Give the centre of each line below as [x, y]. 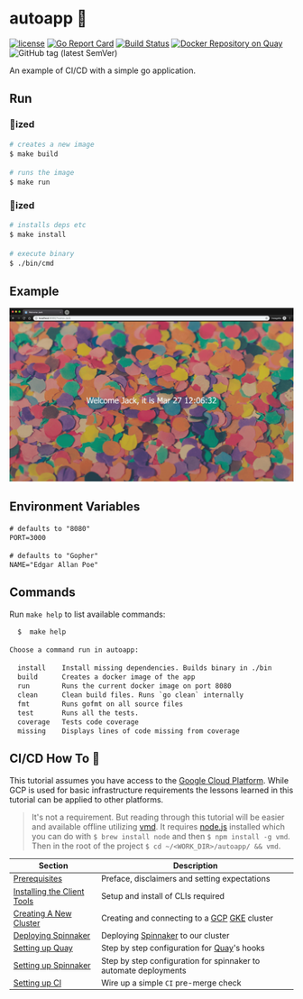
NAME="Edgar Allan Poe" [54, 564]
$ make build [34, 154]
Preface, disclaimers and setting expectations [185, 879]
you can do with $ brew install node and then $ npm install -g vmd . [161, 836]
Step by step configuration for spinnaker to [180, 960]
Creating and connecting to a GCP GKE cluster [187, 918]
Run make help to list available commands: [87, 614]
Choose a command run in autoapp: [74, 650]
